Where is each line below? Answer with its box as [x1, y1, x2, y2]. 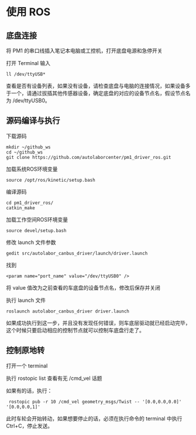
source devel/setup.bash [6, 227, 67, 233]
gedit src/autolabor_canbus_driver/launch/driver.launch [6, 250, 148, 256]
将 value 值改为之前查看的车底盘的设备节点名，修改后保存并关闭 [6, 284, 161, 291]
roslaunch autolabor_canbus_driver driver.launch [6, 308, 130, 314]
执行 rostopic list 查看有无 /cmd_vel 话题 [6, 375, 102, 382]
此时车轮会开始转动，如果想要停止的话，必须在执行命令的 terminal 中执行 [6, 414, 183, 422]
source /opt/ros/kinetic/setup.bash [6, 177, 95, 183]
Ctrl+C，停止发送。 [6, 422, 53, 429]
